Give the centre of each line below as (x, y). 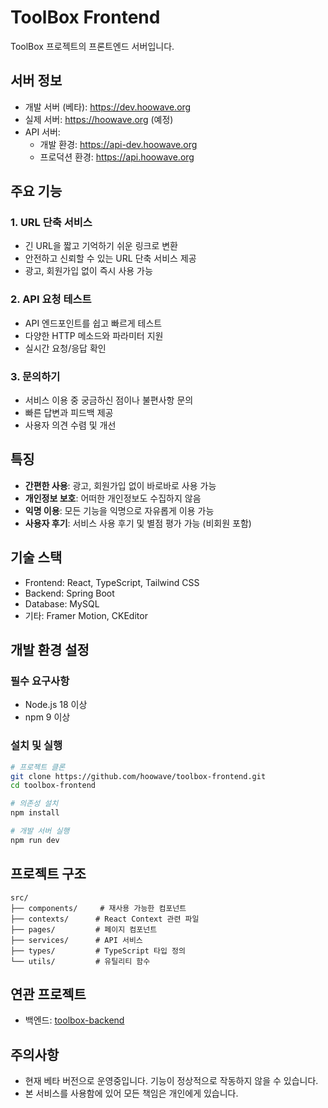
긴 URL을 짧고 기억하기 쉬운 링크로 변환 (101, 246)
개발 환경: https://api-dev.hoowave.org (118, 144)
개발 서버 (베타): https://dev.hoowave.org (108, 107)
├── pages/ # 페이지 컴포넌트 (84, 929)
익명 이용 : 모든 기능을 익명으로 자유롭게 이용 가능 (119, 510)
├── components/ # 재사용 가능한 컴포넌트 (98, 908)
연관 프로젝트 (48, 994)
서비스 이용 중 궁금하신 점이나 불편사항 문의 (109, 400)
